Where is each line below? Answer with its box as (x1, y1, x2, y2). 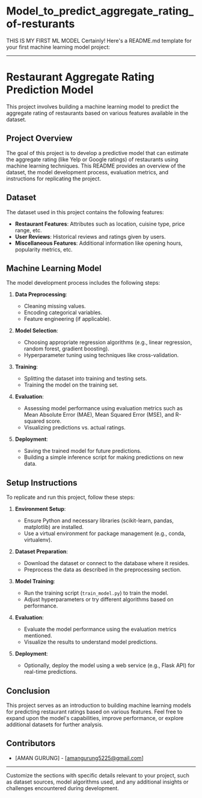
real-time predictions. (23, 668, 78, 676)
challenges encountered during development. (6, 784, 119, 791)
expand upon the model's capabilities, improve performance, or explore (6, 714, 184, 721)
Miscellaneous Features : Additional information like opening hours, (14, 239, 183, 247)
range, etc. (14, 226, 42, 233)
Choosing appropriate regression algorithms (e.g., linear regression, (23, 339, 192, 346)
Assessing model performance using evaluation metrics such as (23, 405, 183, 412)
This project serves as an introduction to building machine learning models (6, 701, 191, 709)
